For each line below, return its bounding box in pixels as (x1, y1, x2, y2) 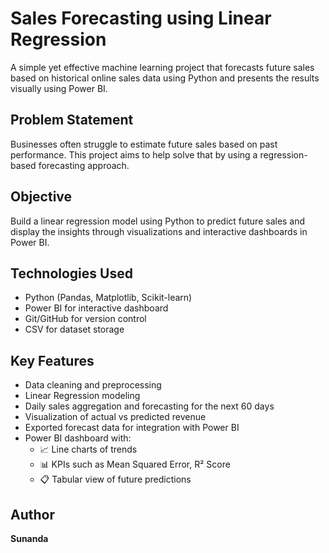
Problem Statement (10, 112, 134, 129)
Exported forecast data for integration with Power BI (24, 422, 240, 434)
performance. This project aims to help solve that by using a (10, 148, 258, 161)
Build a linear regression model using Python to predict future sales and (10, 215, 306, 227)
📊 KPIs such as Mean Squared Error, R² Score (39, 458, 231, 471)
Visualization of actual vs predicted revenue (24, 411, 207, 423)
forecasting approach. (38, 159, 130, 171)
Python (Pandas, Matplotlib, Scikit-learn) (24, 292, 193, 304)
